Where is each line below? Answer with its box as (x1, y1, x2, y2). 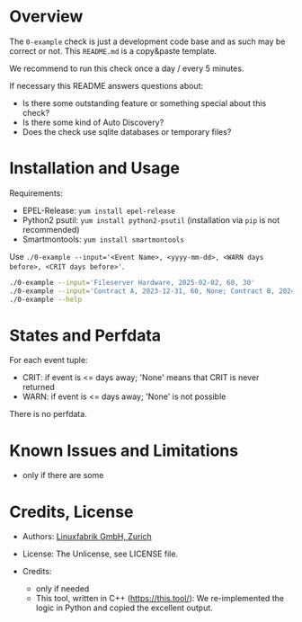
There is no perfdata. (9, 409, 87, 420)
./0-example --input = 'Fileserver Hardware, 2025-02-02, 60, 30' (9, 278, 255, 287)
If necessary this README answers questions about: (9, 80, 204, 91)
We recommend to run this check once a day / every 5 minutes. (9, 63, 244, 74)
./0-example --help (9, 295, 83, 304)
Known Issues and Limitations (9, 440, 239, 460)
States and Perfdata (9, 325, 162, 345)
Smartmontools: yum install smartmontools (22, 234, 184, 244)
